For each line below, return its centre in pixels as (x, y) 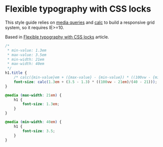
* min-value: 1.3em (27, 50)
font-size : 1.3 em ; (41, 104)
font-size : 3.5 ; (39, 131)
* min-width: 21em (26, 59)
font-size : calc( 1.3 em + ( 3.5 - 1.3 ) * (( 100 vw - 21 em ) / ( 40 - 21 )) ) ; (86, 82)
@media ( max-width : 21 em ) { (33, 95)
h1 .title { (16, 73)
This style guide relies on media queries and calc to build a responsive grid (80, 22)
